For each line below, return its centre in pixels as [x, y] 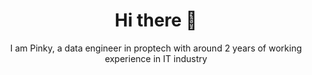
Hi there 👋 [156, 20]
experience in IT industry [156, 58]
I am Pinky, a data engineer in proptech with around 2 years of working [156, 48]
